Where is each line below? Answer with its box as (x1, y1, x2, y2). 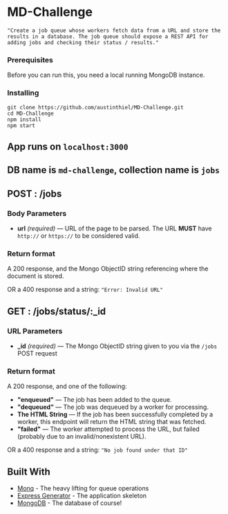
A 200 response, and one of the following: (7, 382, 127, 391)
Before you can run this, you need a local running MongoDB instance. (7, 71, 205, 80)
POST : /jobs (7, 187, 62, 199)
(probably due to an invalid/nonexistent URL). (17, 432, 146, 441)
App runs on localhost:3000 (7, 140, 129, 152)
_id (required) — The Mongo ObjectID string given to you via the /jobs (17, 342, 218, 350)
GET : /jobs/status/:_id (7, 305, 106, 317)
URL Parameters (7, 326, 63, 336)
